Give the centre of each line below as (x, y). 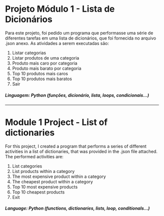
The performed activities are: (34, 156)
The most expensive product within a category (59, 176)
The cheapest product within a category (52, 181)
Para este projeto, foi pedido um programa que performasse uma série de (79, 33)
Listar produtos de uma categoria (46, 58)
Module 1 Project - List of (56, 122)
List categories (27, 166)
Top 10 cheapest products (38, 192)
